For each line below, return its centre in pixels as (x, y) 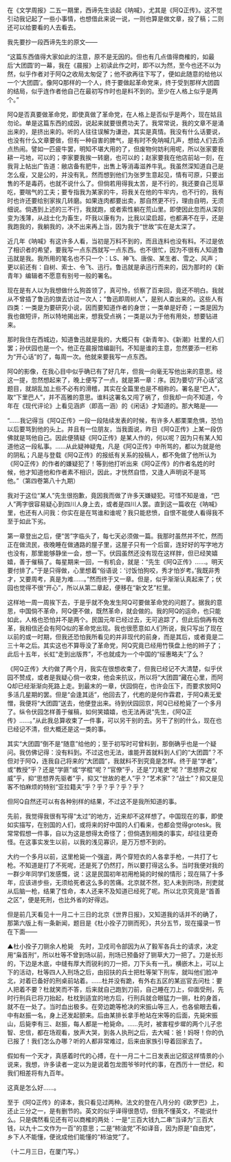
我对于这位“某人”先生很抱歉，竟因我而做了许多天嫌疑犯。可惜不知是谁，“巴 (113, 495)
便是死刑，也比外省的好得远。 (70, 900)
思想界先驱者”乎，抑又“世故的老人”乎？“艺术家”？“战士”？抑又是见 (130, 778)
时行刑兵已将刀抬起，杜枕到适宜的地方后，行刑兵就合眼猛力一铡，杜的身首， (115, 998)
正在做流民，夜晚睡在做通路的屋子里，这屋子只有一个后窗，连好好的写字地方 (115, 544)
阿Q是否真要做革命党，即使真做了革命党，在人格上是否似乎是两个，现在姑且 (115, 114)
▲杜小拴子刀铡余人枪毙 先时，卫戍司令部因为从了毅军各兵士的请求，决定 (113, 946)
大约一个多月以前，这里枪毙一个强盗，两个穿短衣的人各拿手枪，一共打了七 (112, 857)
